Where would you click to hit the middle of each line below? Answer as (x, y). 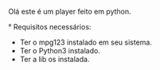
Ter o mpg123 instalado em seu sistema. (86, 42)
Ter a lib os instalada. (55, 59)
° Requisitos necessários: (50, 27)
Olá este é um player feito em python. (70, 12)
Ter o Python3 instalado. (60, 51)
